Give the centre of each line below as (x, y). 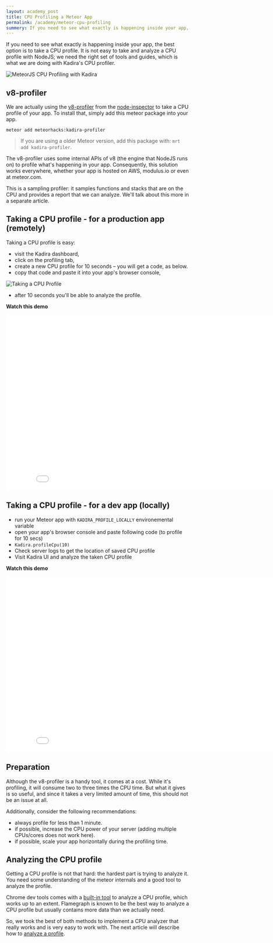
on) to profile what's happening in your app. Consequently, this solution (92, 165)
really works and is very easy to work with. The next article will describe (93, 927)
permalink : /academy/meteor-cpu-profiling (58, 22)
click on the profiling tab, (44, 260)
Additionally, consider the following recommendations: (71, 811)
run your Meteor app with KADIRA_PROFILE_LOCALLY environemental (94, 519)
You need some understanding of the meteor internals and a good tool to (94, 880)
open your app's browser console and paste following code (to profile (98, 532)
